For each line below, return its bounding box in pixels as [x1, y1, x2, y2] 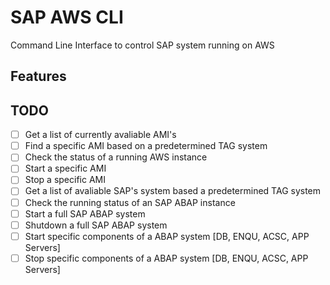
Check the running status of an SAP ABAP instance [24, 196, 236, 208]
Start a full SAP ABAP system [24, 207, 146, 220]
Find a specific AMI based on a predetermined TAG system [24, 140, 268, 152]
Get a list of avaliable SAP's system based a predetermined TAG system [24, 185, 322, 197]
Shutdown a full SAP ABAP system [24, 219, 168, 231]
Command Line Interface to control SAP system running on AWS [10, 39, 275, 51]
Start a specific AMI [24, 162, 107, 175]
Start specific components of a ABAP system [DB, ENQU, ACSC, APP [24, 230, 310, 242]
